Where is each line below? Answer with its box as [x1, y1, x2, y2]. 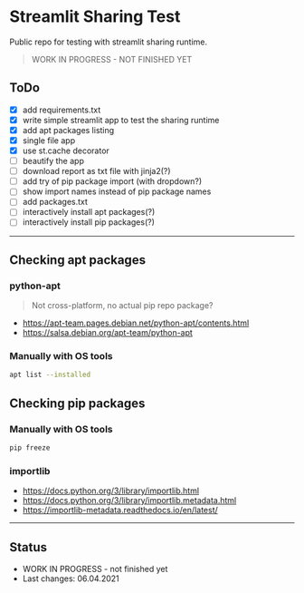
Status [9, 540, 48, 555]
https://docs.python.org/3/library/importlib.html [22, 485, 200, 496]
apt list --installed [9, 370, 91, 380]
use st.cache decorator [22, 145, 110, 156]
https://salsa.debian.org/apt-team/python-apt [22, 327, 193, 338]
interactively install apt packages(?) [22, 207, 156, 218]
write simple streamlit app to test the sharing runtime [22, 114, 220, 125]
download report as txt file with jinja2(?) [22, 166, 171, 177]
